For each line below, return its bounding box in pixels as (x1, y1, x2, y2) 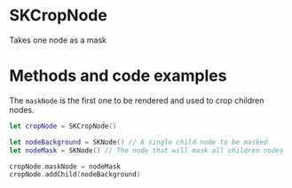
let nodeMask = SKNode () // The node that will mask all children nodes (9, 145, 284, 155)
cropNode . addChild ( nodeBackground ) (9, 170, 141, 179)
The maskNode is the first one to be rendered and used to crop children (9, 95, 264, 106)
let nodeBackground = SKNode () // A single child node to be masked (9, 137, 268, 146)
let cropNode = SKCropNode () (9, 121, 117, 130)
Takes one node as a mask (9, 35, 107, 45)
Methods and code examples (9, 66, 227, 86)
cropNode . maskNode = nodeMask (9, 161, 122, 171)
